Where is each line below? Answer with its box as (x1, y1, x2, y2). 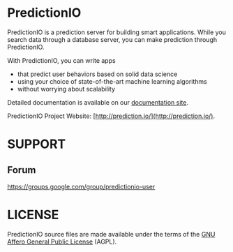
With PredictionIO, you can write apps (7, 56, 116, 64)
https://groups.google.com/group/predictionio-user (7, 182, 156, 191)
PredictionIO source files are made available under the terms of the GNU (7, 230, 216, 238)
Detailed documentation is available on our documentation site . (7, 98, 188, 106)
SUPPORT (7, 136, 66, 152)
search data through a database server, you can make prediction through (7, 35, 218, 43)
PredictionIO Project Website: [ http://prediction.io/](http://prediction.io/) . (7, 112, 215, 120)
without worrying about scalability (17, 84, 116, 93)
